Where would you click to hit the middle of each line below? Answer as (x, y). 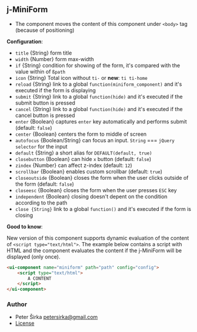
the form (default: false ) (45, 184)
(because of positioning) (45, 30)
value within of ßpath (40, 71)
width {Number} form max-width (55, 59)
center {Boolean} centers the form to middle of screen (81, 134)
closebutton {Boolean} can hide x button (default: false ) (83, 159)
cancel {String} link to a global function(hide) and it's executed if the (99, 109)
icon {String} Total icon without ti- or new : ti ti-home (81, 78)
